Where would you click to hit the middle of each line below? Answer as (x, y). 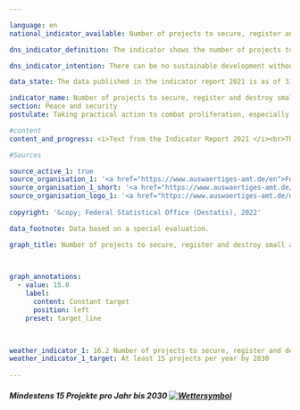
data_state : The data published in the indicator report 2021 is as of (145, 82)
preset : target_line (63, 318)
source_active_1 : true (51, 171)
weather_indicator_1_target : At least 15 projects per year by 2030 (139, 359)
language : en (33, 25)
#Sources (25, 155)
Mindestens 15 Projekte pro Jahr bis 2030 (88, 395)
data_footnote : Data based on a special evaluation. (109, 228)
